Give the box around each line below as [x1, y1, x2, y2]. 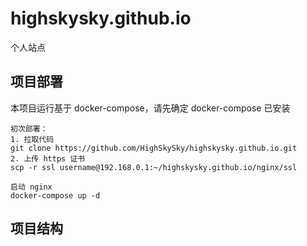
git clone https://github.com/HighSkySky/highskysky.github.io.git [10, 143, 298, 153]
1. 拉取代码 [10, 134, 55, 144]
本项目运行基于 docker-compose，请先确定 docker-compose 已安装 [10, 102, 291, 114]
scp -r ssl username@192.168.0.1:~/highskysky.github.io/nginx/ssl [10, 162, 298, 172]
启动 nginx [10, 182, 53, 192]
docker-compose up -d [10, 190, 101, 201]
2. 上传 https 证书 [10, 153, 86, 164]
